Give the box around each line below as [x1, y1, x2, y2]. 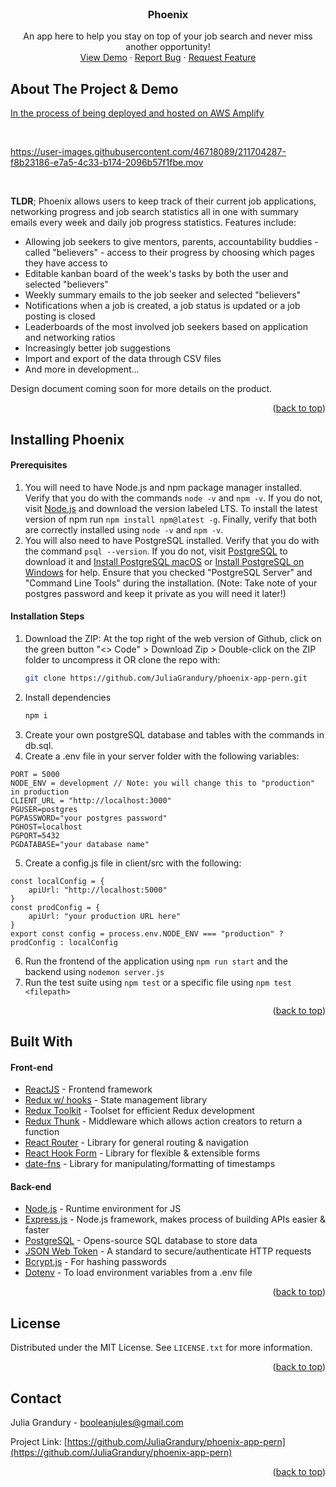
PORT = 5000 [10, 769, 60, 779]
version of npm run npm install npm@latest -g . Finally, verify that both [24, 513, 317, 525]
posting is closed [24, 310, 96, 322]
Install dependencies [24, 691, 112, 703]
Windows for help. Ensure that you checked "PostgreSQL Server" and [24, 566, 313, 578]
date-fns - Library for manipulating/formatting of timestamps [24, 1158, 276, 1170]
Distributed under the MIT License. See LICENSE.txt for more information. [10, 1342, 313, 1354]
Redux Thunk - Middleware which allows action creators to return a [24, 1115, 303, 1127]
